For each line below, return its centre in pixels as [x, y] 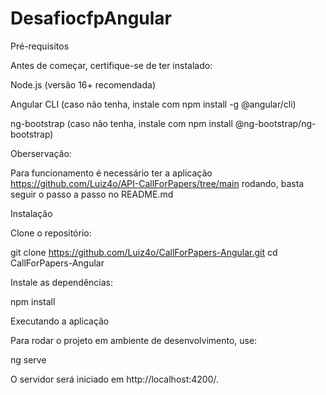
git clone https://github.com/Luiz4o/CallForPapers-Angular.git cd [144, 252]
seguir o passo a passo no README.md [92, 194]
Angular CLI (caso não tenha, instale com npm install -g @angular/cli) [153, 104]
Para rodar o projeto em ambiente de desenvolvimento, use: [134, 340]
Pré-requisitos [40, 46]
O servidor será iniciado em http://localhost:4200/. [115, 379]
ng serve [28, 359]
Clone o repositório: [51, 233]
